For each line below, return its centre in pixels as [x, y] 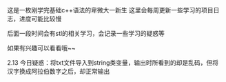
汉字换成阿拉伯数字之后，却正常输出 [59, 71]
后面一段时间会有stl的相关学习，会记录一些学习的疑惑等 [86, 33]
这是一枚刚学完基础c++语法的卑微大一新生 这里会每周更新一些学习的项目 [110, 10]
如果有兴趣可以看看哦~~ [41, 48]
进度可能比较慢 [40, 19]
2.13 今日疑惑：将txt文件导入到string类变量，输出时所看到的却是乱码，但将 [113, 63]
